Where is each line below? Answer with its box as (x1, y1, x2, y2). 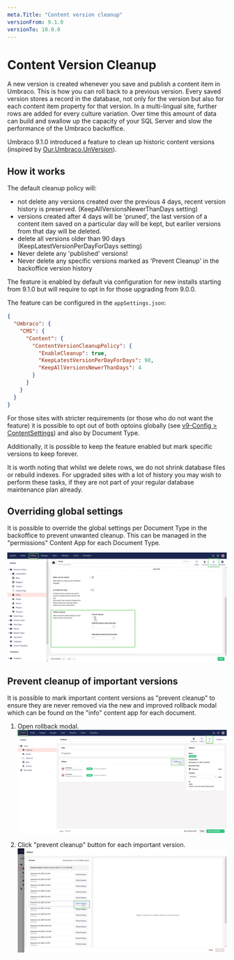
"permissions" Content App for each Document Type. (7, 539, 161, 547)
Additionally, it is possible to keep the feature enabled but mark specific (7, 442, 213, 450)
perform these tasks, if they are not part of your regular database (7, 478, 194, 486)
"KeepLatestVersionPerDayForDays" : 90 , (38, 357, 155, 364)
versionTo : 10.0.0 (7, 26, 61, 33)
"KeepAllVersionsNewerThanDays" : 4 (38, 365, 141, 372)
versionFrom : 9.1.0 (7, 18, 64, 26)
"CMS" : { (19, 328, 45, 335)
